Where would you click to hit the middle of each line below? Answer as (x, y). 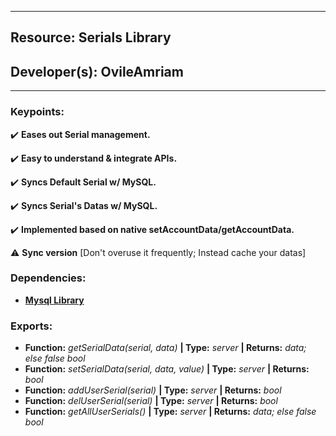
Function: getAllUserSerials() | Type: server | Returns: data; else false (170, 412)
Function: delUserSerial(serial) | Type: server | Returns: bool (151, 401)
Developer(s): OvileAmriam (97, 71)
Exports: (31, 326)
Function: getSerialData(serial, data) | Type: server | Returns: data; (165, 348)
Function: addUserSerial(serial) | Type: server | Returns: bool (153, 390)
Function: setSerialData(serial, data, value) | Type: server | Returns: (167, 369)
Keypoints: (37, 112)
